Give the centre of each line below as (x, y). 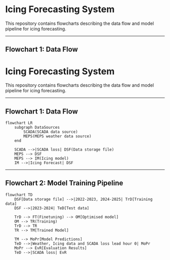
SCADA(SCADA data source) (51, 132)
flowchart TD (19, 195)
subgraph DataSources (37, 128)
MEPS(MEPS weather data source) (58, 136)
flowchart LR (19, 123)
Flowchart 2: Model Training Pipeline (64, 183)
